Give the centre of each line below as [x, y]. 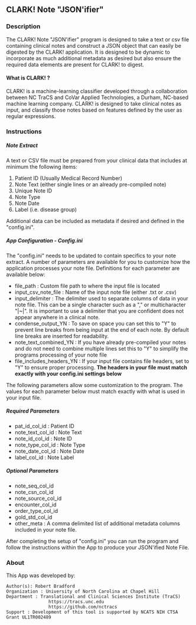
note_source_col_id [38, 498]
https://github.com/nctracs [83, 607]
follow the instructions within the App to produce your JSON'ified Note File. [98, 547]
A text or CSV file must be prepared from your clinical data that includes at [97, 160]
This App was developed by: [41, 575]
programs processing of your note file [61, 355]
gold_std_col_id [33, 517]
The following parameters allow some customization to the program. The [94, 385]
